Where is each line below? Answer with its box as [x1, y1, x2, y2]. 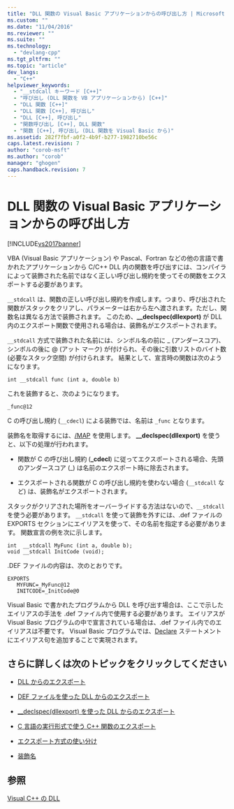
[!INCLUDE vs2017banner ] [7, 239, 82, 248]
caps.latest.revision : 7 [7, 140, 80, 147]
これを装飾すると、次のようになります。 [7, 389, 124, 398]
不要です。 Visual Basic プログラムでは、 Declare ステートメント [37, 627, 222, 635]
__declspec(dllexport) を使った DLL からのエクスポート [17, 707, 176, 716]
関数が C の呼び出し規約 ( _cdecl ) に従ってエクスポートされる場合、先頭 [17, 455, 224, 463]
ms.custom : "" [7, 17, 49, 24]
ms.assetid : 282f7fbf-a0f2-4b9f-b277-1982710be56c [7, 133, 158, 140]
